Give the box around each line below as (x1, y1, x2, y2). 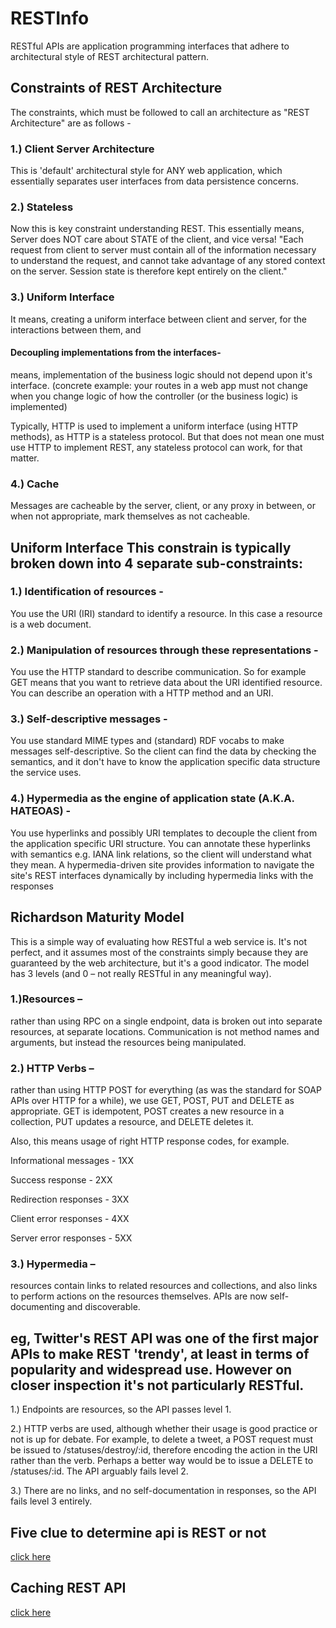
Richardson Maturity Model (10, 909, 185, 926)
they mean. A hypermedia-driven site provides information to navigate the (10, 858, 315, 871)
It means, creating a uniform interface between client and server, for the (10, 313, 307, 325)
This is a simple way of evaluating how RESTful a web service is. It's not (10, 935, 308, 947)
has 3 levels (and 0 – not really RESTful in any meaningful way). (10, 967, 272, 979)
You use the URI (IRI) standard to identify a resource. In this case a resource (10, 607, 323, 619)
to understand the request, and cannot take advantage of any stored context (10, 255, 326, 267)
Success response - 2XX (10, 1174, 113, 1186)
